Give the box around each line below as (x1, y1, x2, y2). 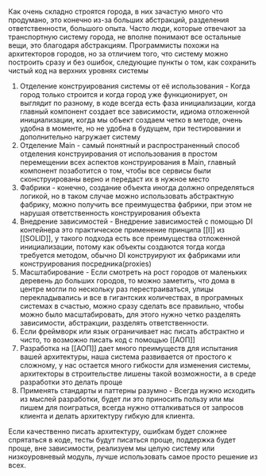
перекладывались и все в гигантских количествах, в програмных (19, 293, 244, 302)
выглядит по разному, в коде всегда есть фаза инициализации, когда (19, 99, 256, 107)
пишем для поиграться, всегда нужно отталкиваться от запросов (19, 403, 244, 412)
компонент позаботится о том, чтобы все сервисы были (19, 166, 212, 175)
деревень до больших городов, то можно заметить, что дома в (19, 276, 236, 285)
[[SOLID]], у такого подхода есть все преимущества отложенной (19, 234, 241, 243)
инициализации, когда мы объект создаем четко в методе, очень (19, 115, 243, 124)
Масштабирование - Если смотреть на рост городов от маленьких (19, 267, 248, 277)
